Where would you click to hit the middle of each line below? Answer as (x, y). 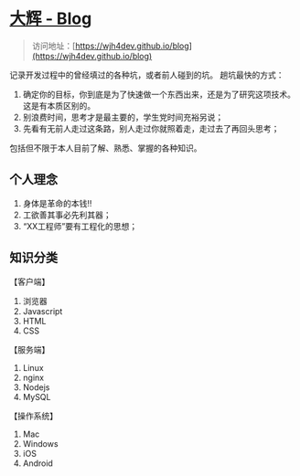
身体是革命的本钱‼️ (57, 203)
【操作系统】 (33, 416)
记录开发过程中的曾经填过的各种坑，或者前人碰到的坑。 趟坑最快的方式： (147, 75)
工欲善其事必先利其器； (67, 215)
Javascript (43, 311)
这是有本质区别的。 (59, 105)
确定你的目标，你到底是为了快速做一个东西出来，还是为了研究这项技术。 (159, 94)
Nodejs (36, 387)
